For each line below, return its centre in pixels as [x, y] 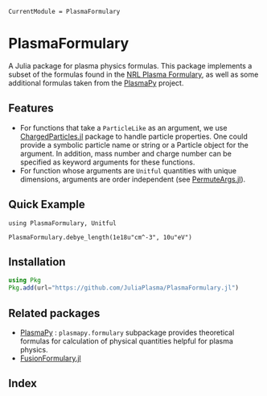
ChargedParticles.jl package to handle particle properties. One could [133, 136]
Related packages [54, 313]
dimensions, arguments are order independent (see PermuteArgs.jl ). [133, 179]
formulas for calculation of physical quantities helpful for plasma [126, 341]
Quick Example [47, 204]
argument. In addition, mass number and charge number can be [125, 153]
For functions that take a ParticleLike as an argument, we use [123, 127]
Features [31, 108]
